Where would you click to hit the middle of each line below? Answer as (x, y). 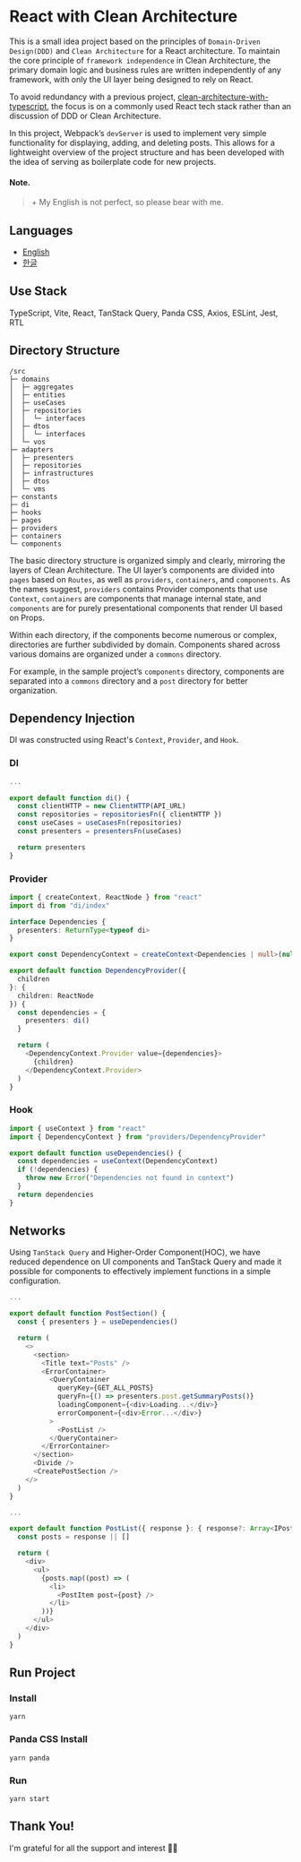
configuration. (35, 1281)
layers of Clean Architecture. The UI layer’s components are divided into (142, 570)
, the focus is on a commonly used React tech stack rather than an (169, 106)
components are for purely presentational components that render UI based (146, 608)
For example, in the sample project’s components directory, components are (147, 671)
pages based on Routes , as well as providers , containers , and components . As (150, 579)
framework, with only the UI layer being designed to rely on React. (131, 79)
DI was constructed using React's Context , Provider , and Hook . (124, 740)
